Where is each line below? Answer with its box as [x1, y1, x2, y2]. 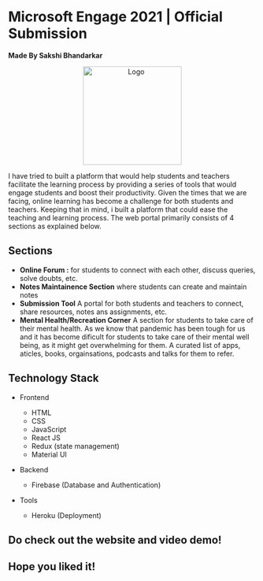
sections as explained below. [8, 221, 102, 231]
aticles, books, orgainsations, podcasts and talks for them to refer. [19, 349, 235, 358]
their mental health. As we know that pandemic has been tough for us [19, 324, 246, 333]
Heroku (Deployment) [31, 510, 102, 520]
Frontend [19, 392, 50, 402]
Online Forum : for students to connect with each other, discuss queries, [19, 265, 256, 275]
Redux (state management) [31, 441, 120, 450]
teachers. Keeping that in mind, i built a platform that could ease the [8, 205, 228, 214]
